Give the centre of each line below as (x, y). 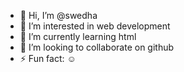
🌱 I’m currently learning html (78, 36)
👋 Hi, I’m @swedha (58, 15)
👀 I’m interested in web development (95, 26)
